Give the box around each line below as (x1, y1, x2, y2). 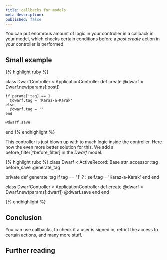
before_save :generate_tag (5, 164, 60, 171)
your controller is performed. (5, 41, 65, 47)
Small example (5, 56, 52, 64)
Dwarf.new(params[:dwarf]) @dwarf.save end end (5, 189, 109, 195)
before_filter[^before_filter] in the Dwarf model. (5, 149, 103, 156)
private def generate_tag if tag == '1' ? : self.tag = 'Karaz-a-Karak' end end (5, 174, 159, 180)
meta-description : (5, 12, 44, 17)
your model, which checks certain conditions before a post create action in (5, 36, 160, 42)
